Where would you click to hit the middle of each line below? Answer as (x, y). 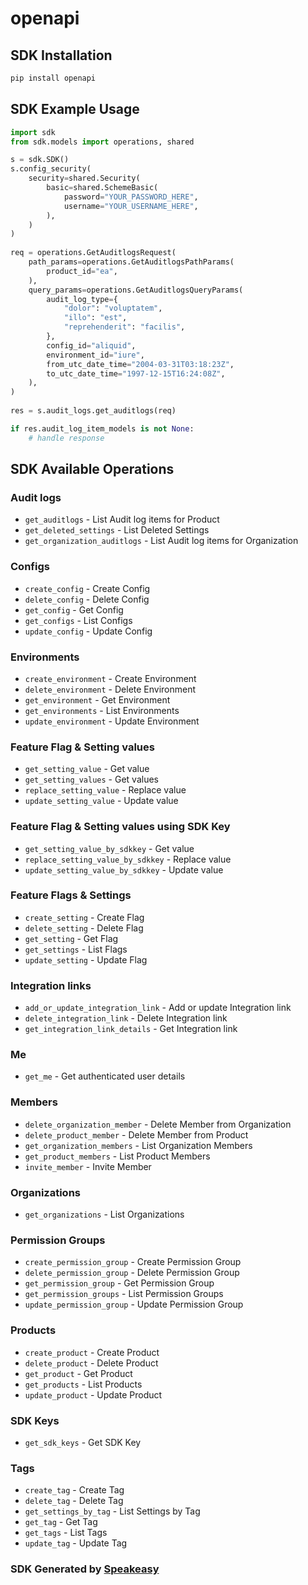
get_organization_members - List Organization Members (138, 1145)
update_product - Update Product (93, 1394)
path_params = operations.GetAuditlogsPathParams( (131, 262)
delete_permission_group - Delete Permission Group (132, 1273)
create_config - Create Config (87, 588)
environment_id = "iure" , (95, 355)
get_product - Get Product (78, 1373)
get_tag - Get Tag (61, 1522)
